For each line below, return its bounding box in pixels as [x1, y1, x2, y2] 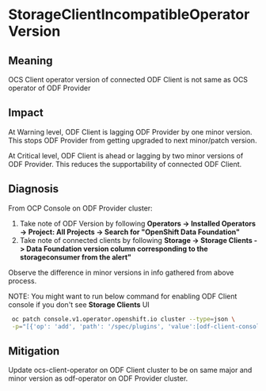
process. [8, 275, 37, 286]
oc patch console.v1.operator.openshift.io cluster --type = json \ [11, 315, 236, 323]
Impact [8, 106, 44, 120]
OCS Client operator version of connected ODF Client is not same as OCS [8, 75, 248, 84]
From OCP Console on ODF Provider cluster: [8, 203, 153, 213]
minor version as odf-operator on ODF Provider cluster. [8, 374, 188, 383]
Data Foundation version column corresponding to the [26, 244, 208, 253]
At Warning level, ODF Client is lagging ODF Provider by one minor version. [8, 127, 253, 136]
